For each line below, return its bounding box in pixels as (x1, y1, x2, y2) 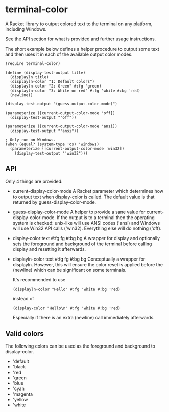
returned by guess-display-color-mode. (12, 199, 96, 205)
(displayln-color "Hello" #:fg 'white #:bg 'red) (12, 287, 121, 292)
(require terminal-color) (5, 61, 60, 66)
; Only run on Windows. (5, 137, 56, 142)
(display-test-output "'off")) (10, 115, 77, 120)
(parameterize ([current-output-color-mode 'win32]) (10, 146, 125, 151)
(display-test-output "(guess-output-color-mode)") (5, 101, 117, 106)
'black (12, 363, 26, 370)
